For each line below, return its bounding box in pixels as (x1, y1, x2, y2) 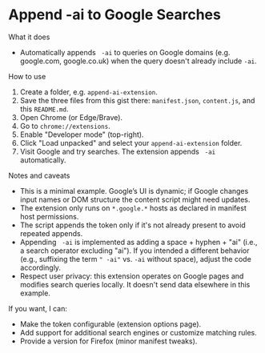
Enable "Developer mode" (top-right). (19, 130, 144, 139)
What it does (8, 32, 50, 42)
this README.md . (19, 104, 69, 114)
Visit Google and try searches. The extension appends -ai (19, 146, 216, 156)
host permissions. (19, 211, 79, 221)
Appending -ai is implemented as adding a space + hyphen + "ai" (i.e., (19, 237, 258, 247)
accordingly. (19, 263, 62, 272)
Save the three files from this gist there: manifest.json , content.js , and (19, 95, 255, 105)
